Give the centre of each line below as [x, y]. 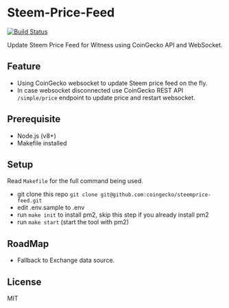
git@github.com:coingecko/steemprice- [156, 195]
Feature [24, 67]
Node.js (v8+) [37, 136]
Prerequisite [34, 119]
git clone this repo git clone [57, 194]
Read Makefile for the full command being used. [75, 181]
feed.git [29, 201]
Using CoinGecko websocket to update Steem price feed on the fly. [112, 83]
